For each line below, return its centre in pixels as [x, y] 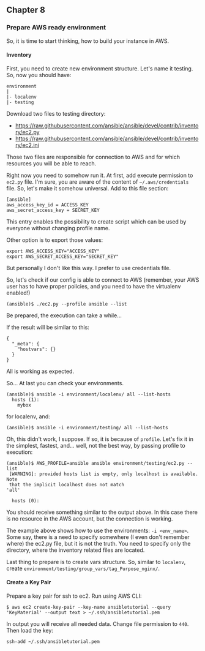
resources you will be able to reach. [51, 163]
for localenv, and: [28, 416]
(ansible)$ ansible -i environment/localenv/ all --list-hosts [89, 394]
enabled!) [18, 293]
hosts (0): [26, 501]
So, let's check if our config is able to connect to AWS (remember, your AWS [103, 280]
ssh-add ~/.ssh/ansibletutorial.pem [53, 642]
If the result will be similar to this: [48, 327]
